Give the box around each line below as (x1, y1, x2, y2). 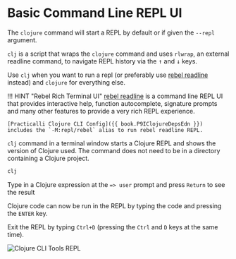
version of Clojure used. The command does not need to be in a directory (7, 146, 221, 155)
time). (7, 230, 25, 239)
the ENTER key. (7, 209, 48, 217)
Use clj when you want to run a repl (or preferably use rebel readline (7, 71, 209, 79)
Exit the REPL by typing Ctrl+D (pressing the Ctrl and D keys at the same (7, 222, 218, 231)
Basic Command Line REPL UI (7, 5, 182, 21)
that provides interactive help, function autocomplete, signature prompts (7, 99, 218, 107)
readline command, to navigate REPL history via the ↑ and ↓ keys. (7, 56, 197, 65)
